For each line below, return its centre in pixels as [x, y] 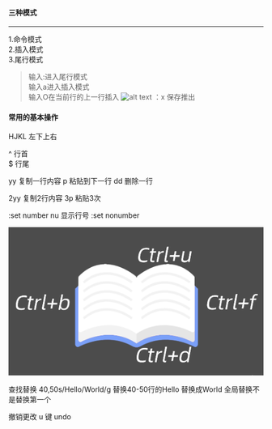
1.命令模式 [25, 40]
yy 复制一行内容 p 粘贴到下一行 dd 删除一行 [81, 181]
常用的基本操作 [33, 117]
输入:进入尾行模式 [57, 77]
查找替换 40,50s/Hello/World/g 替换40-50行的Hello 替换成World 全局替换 [131, 389]
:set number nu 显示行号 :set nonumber [74, 215]
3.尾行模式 [26, 60]
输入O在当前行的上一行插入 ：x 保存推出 [112, 97]
